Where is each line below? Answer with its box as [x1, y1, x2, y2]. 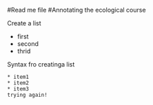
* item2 [7, 80, 30, 86]
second [17, 40, 39, 47]
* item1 [7, 73, 30, 80]
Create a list [7, 19, 41, 27]
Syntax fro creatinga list [7, 60, 75, 68]
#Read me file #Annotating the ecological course [7, 6, 146, 14]
